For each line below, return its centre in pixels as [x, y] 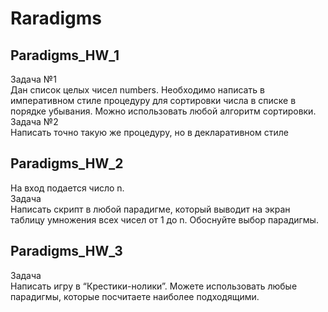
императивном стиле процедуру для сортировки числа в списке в [153, 100]
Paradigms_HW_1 [65, 55]
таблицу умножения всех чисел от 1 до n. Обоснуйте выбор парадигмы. [164, 219]
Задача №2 [34, 121]
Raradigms [56, 18]
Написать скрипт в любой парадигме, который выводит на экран [150, 209]
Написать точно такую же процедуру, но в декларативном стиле [149, 132]
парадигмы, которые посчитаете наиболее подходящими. [135, 296]
